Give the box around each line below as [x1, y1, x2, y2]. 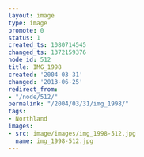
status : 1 [8, 33, 41, 42]
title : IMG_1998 [8, 63, 62, 71]
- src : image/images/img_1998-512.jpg [8, 129, 136, 137]
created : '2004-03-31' [8, 71, 83, 78]
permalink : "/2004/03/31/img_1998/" [8, 100, 129, 108]
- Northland [8, 115, 47, 123]
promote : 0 [8, 26, 44, 34]
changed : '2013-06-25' [8, 78, 83, 86]
